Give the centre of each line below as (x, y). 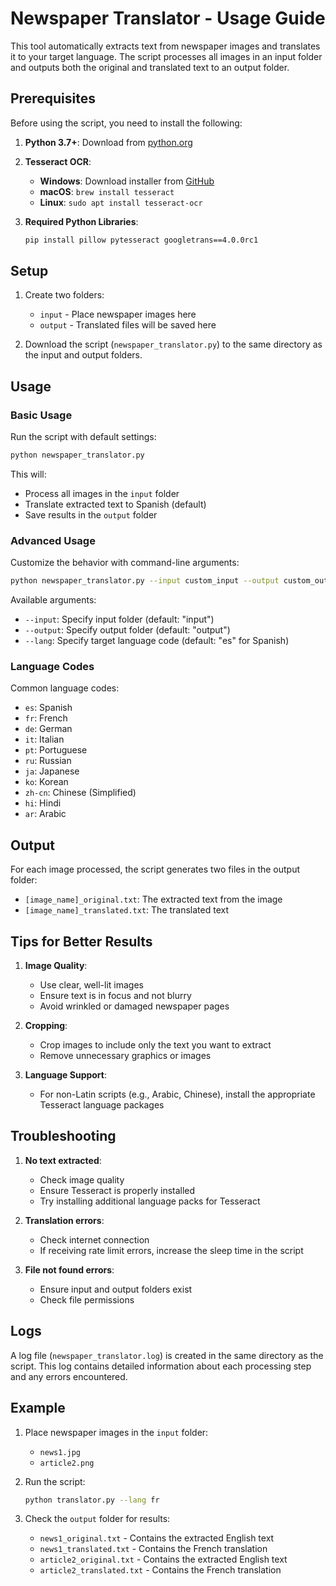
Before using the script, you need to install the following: (126, 123)
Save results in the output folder (91, 515)
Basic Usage (41, 415)
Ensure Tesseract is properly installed (117, 1190)
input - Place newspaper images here (118, 314)
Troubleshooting (63, 1136)
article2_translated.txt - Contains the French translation (160, 1570)
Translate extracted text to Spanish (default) (115, 504)
